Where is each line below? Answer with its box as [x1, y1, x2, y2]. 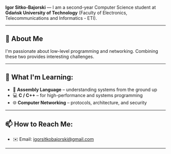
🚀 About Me [5, 35, 43, 43]
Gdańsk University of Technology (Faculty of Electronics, [5, 10, 128, 16]
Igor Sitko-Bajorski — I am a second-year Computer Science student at [5, 5, 156, 10]
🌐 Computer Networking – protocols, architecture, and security [12, 99, 147, 106]
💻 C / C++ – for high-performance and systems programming [12, 92, 143, 98]
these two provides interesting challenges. [5, 53, 95, 59]
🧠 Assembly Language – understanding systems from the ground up [12, 86, 158, 93]
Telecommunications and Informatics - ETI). [5, 15, 97, 21]
